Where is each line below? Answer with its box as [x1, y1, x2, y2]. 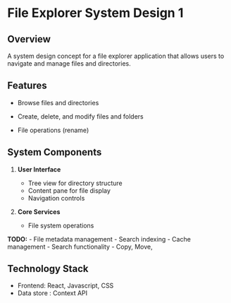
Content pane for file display [27, 186, 111, 195]
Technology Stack [7, 263, 89, 275]
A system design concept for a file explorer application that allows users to [7, 52, 225, 60]
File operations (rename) [17, 126, 89, 134]
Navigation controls [27, 194, 85, 202]
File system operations [27, 221, 94, 230]
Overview [7, 33, 51, 45]
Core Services [17, 207, 61, 216]
